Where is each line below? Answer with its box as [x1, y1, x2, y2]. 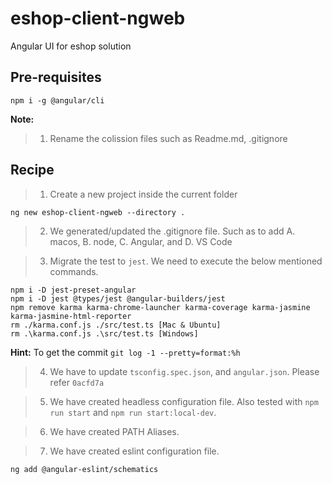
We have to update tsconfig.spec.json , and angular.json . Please [49, 365, 320, 377]
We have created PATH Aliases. [49, 425, 180, 437]
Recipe [10, 162, 55, 179]
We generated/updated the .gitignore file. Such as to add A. [49, 225, 296, 237]
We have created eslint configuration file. [49, 445, 220, 457]
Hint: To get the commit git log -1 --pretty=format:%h [10, 346, 241, 358]
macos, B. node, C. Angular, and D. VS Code [49, 235, 233, 247]
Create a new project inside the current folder [49, 188, 238, 200]
